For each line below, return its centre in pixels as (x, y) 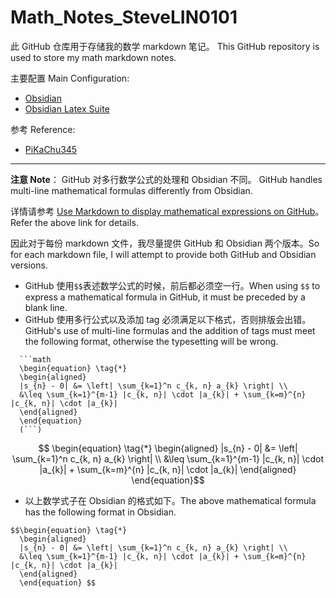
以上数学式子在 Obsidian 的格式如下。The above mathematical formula (170, 500)
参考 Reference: (43, 129)
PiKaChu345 (51, 149)
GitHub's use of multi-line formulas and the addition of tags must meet (170, 330)
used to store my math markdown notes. (93, 57)
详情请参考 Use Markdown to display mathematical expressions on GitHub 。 (167, 211)
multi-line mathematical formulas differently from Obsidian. (131, 190)
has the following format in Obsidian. (100, 512)
